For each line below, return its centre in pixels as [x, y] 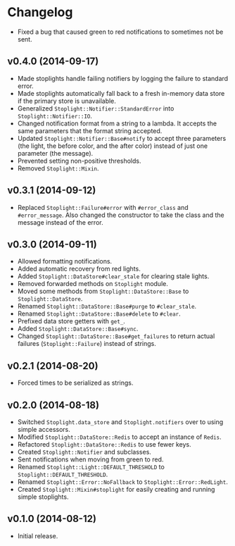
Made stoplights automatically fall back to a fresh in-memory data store [121, 93]
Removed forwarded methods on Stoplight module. [93, 284]
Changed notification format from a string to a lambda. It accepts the [117, 123]
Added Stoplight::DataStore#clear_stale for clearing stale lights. [113, 276]
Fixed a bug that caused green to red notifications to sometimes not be [120, 32]
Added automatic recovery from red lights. [79, 269]
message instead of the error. [60, 222]
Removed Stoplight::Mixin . [58, 168]
